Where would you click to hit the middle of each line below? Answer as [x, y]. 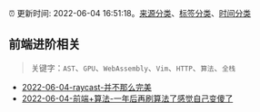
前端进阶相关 [45, 45]
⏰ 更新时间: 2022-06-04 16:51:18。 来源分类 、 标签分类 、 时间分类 [130, 13]
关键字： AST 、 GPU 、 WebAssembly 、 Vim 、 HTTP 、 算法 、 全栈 [133, 68]
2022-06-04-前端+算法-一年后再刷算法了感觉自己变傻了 [127, 98]
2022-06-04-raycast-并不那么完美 [86, 87]
